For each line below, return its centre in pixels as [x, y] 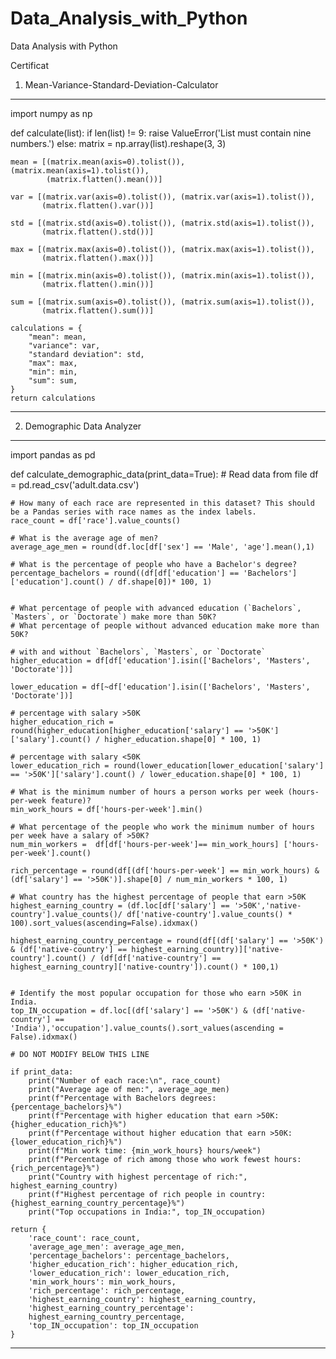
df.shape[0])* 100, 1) [165, 582]
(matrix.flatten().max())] [98, 258]
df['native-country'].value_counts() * [209, 914]
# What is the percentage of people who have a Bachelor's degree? [154, 564]
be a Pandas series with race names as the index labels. [133, 512]
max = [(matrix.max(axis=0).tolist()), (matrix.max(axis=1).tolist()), [162, 249]
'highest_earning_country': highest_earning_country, [142, 1299]
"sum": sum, [53, 380]
